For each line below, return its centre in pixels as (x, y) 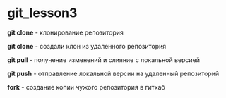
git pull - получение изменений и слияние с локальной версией (103, 60)
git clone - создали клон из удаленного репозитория (87, 46)
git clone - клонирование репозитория (65, 32)
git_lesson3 (42, 13)
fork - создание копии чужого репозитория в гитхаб (87, 87)
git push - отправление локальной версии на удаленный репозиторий (113, 73)
